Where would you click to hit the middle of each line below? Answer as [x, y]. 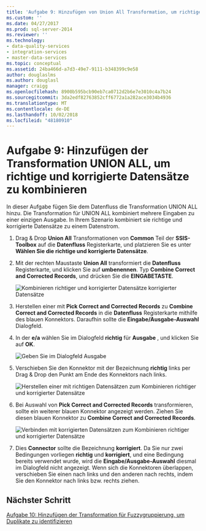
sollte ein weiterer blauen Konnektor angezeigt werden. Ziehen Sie [99, 411]
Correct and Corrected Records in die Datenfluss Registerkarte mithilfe [106, 313]
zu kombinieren [47, 190]
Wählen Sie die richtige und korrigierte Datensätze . [82, 251]
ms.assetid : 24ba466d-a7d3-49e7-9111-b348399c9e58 [72, 69]
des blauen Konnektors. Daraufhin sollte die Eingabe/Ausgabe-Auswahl [107, 319]
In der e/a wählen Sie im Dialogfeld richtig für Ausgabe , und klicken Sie [107, 338]
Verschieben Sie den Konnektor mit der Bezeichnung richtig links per [103, 368]
